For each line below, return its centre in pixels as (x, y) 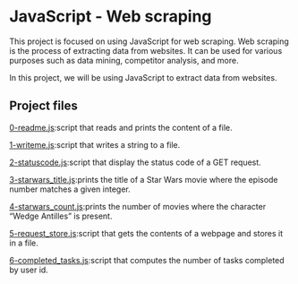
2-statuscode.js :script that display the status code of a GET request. (135, 162)
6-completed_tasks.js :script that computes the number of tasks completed (147, 260)
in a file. (24, 243)
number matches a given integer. (70, 189)
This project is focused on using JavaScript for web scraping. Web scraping (149, 41)
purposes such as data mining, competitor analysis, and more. (124, 60)
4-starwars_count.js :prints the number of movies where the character (138, 206)
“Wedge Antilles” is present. (61, 216)
